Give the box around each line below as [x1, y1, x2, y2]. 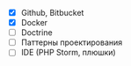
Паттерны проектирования [20, 37, 123, 48]
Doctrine [20, 27, 54, 38]
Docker [20, 18, 48, 28]
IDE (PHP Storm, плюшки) [20, 48, 116, 58]
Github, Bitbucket [20, 8, 84, 18]
